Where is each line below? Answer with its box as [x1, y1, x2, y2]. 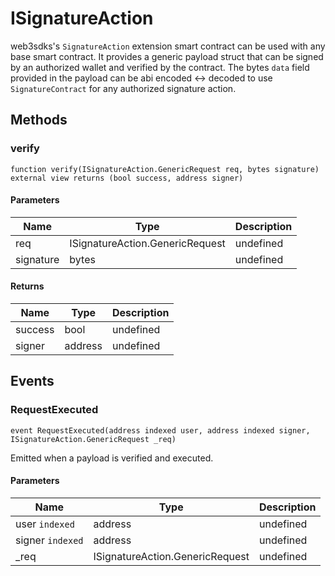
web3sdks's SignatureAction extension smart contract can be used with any [10, 40, 326, 52]
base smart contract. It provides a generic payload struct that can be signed [10, 50, 324, 62]
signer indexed [15, 533, 84, 547]
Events [10, 373, 55, 390]
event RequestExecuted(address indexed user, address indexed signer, [10, 425, 311, 436]
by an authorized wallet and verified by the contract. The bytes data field [10, 61, 310, 73]
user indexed [15, 517, 75, 531]
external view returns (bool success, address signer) [10, 173, 244, 183]
